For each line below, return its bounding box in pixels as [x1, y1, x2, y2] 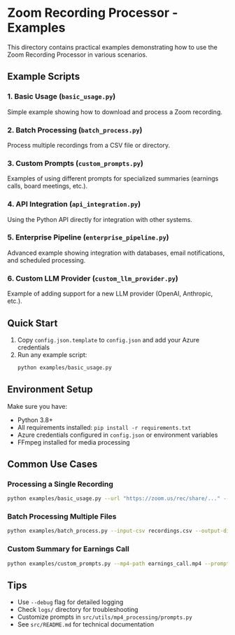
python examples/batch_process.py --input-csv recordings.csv [7, 527, 192, 535]
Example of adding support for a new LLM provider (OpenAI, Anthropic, [7, 289, 213, 298]
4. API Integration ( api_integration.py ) [7, 200, 141, 209]
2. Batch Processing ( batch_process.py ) [7, 125, 143, 134]
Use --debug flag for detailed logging [17, 598, 124, 606]
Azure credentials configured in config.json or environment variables [17, 431, 218, 439]
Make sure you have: [7, 402, 68, 410]
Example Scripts [7, 71, 80, 83]
